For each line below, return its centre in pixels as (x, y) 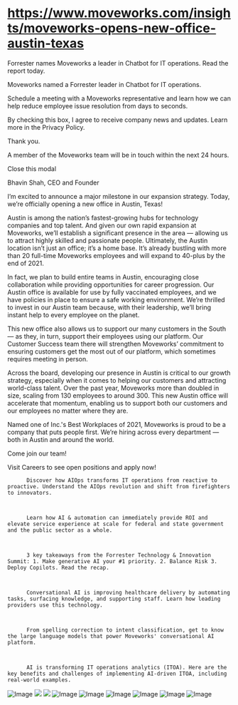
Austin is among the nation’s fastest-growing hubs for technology (103, 217)
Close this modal (32, 168)
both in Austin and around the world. (61, 439)
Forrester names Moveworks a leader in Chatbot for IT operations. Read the (118, 63)
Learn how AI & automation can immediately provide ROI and (117, 518)
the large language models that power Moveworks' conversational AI (111, 636)
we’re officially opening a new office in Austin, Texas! (85, 204)
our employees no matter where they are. (68, 411)
